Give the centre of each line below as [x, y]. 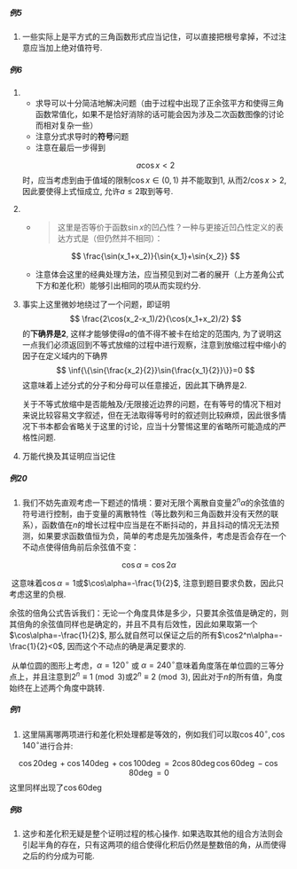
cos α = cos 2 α [149, 564]
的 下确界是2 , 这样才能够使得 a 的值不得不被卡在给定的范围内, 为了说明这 [152, 333]
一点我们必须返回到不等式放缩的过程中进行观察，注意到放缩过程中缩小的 [154, 344]
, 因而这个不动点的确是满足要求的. [124, 646]
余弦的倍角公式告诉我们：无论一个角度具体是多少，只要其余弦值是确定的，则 [149, 613]
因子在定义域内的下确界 [65, 356]
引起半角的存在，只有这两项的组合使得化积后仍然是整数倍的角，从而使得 [154, 845]
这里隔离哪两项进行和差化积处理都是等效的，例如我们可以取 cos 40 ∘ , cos [153, 733]
